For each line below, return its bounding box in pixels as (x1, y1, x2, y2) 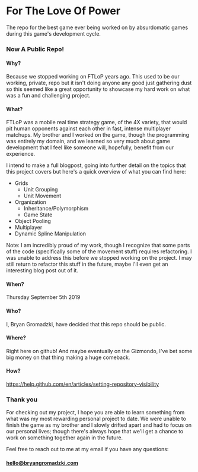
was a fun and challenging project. (6, 92, 91, 99)
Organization (14, 199, 46, 206)
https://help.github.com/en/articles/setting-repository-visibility (6, 380, 159, 388)
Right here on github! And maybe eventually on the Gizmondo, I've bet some (6, 347, 193, 354)
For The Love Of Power (6, 4, 120, 18)
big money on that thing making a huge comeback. (6, 354, 130, 361)
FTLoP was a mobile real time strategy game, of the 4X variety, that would (6, 119, 187, 126)
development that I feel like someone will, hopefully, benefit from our (6, 144, 174, 151)
